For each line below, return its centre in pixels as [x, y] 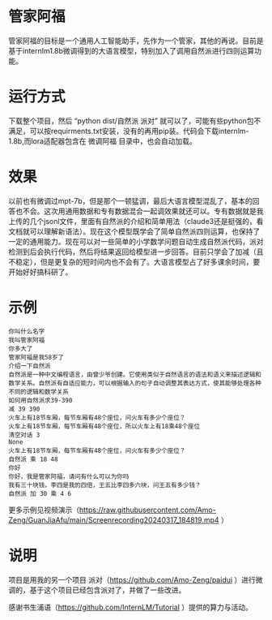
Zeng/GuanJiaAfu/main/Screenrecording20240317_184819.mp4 [114, 519]
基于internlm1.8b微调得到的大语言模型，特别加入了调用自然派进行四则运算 [132, 50]
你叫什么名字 [27, 331]
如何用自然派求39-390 [40, 400]
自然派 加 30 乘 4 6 [40, 493]
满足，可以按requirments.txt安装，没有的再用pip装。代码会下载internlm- [129, 131]
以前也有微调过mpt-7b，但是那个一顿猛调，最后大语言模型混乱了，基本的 [130, 200]
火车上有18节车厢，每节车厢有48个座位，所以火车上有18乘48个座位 [104, 426]
